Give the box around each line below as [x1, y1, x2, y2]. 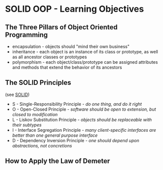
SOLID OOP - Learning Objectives [5, 3, 144, 15]
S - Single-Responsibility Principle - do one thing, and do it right [12, 101, 142, 107]
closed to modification [12, 111, 58, 117]
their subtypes [12, 121, 42, 128]
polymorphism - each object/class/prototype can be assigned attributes [12, 59, 158, 65]
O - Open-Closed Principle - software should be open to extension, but [12, 106, 156, 112]
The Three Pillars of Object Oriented [5, 23, 118, 31]
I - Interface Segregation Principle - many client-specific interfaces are [12, 127, 156, 133]
